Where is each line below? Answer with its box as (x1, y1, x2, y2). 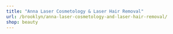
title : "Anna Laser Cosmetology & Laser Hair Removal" (6, 8, 144, 14)
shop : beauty (6, 19, 38, 25)
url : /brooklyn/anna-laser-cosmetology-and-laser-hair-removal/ (6, 14, 168, 20)
